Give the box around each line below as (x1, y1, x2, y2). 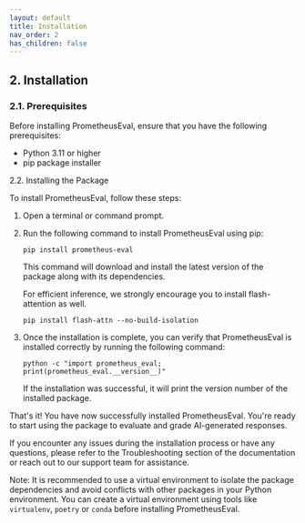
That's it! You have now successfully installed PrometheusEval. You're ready (9, 410, 296, 421)
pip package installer (22, 156, 102, 168)
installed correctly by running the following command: (22, 341, 226, 352)
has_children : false (9, 38, 88, 48)
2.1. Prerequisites (9, 99, 88, 112)
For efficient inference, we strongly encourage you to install (22, 288, 248, 299)
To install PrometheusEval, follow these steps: (9, 192, 182, 203)
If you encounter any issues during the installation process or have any (9, 438, 276, 448)
